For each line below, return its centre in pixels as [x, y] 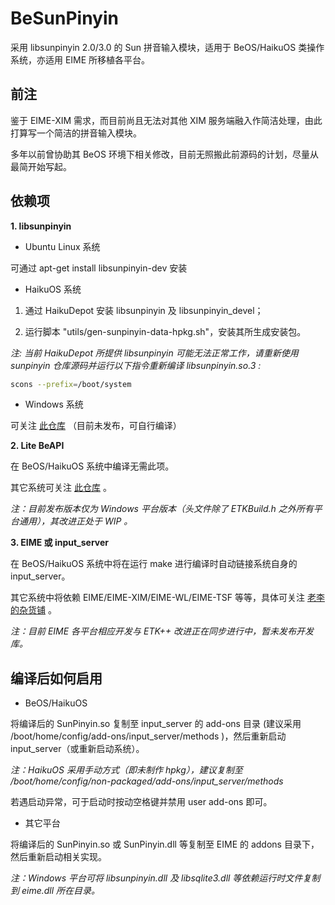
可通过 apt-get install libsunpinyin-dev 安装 [99, 268]
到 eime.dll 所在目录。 [55, 891]
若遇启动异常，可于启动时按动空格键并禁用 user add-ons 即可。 [141, 802]
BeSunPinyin [64, 18]
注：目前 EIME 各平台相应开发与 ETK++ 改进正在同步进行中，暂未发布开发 [162, 631]
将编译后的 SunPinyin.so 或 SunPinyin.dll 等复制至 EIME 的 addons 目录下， [165, 844]
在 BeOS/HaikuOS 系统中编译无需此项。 [92, 466]
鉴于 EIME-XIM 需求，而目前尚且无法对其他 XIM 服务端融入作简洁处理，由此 [166, 120]
